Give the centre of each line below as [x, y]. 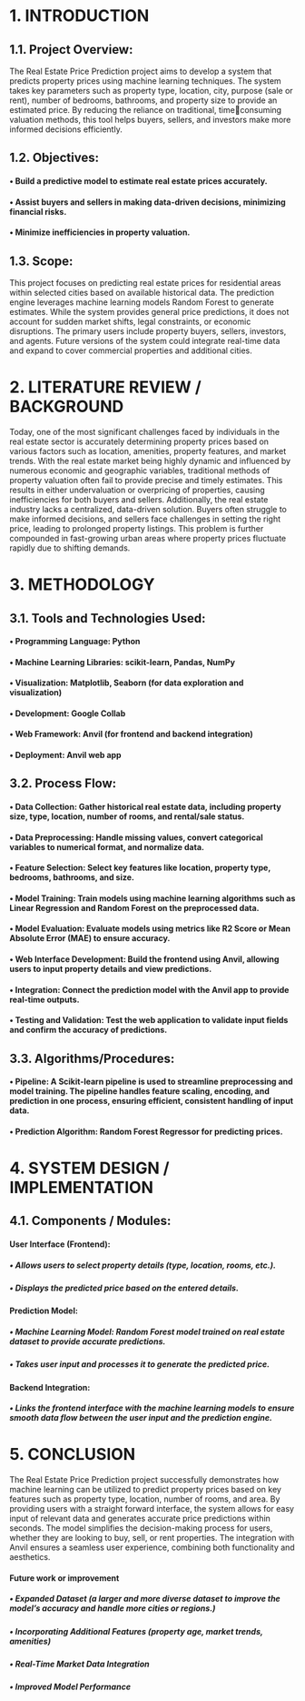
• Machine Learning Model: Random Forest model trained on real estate [148, 1331]
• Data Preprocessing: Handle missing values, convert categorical [136, 837]
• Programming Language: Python [75, 642]
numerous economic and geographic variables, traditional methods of [140, 471]
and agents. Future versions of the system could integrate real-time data [145, 340]
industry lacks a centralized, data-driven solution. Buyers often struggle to [148, 509]
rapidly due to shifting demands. [70, 548]
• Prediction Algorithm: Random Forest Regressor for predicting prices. [146, 1131]
